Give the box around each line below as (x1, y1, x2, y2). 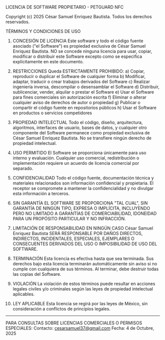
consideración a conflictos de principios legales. (12, 306, 111, 312)
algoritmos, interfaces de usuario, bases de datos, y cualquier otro (12, 125, 147, 131)
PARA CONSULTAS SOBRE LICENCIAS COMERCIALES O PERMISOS (5, 320, 142, 326)
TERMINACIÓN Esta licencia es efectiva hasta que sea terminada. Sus (12, 256, 154, 262)
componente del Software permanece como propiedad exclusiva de (12, 130, 150, 135)
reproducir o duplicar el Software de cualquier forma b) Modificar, (12, 74, 146, 79)
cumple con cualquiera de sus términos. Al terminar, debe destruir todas (12, 266, 159, 272)
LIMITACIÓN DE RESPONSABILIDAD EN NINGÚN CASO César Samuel (12, 225, 153, 231)
